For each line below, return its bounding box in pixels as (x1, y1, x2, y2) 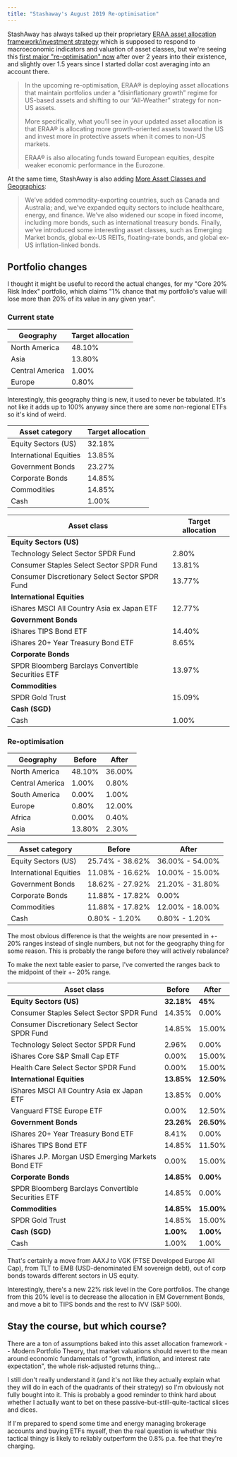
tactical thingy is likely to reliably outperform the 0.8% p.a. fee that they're (7, 1434, 224, 1442)
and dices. (7, 1405, 38, 1414)
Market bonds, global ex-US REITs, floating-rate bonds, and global (24, 233, 218, 241)
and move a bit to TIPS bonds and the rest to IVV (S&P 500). (7, 1300, 182, 1309)
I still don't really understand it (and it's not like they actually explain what (7, 1375, 221, 1384)
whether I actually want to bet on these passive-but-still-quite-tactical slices (7, 1398, 229, 1406)
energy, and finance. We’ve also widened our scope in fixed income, (24, 210, 224, 219)
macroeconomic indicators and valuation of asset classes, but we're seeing (7, 44, 227, 53)
